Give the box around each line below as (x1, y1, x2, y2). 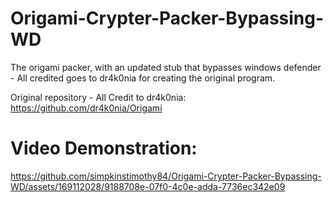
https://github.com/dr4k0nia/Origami (10, 102, 163, 114)
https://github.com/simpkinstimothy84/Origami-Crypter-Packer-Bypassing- (10, 170, 322, 182)
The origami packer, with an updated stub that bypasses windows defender (10, 61, 322, 73)
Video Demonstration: (10, 137, 198, 160)
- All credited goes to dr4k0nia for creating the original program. (10, 72, 276, 84)
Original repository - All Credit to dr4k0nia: (10, 91, 187, 103)
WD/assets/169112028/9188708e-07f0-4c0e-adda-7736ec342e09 (10, 180, 286, 192)
